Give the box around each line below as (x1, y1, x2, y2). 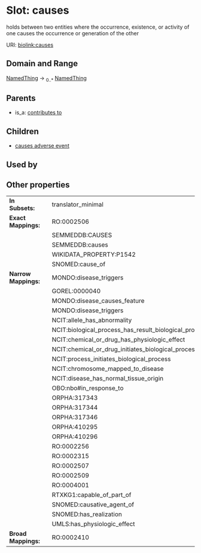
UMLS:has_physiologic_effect (51, 520, 136, 529)
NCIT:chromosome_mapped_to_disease (51, 365, 164, 373)
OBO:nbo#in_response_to (51, 384, 124, 392)
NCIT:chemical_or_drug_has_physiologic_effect (51, 336, 185, 344)
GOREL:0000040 (51, 287, 101, 296)
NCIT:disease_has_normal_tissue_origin (51, 374, 163, 383)
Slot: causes (6, 4, 69, 17)
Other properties (6, 180, 70, 190)
